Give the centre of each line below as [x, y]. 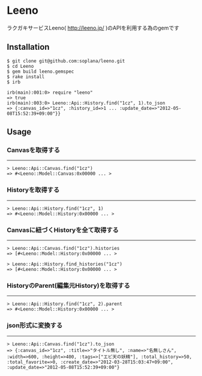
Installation [28, 47]
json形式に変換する [35, 326]
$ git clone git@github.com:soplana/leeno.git [66, 61]
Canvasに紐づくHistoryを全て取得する [63, 230]
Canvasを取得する [34, 150]
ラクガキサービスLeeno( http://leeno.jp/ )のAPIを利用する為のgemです [93, 28]
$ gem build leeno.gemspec [40, 71]
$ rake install [26, 77]
